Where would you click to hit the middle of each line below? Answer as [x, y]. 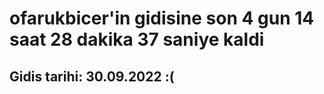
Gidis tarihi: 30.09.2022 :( [92, 76]
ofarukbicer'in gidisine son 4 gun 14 [162, 18]
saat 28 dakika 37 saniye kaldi [137, 39]
